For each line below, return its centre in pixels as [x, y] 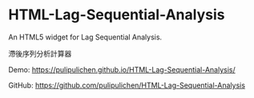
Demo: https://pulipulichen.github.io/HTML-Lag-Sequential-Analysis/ [122, 69]
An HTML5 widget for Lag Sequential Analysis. [85, 37]
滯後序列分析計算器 [40, 53]
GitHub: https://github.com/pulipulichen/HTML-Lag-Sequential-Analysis [127, 85]
